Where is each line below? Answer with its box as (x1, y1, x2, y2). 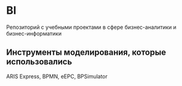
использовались (6, 57, 72, 67)
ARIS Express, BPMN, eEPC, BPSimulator (6, 73, 108, 80)
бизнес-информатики (6, 29, 62, 37)
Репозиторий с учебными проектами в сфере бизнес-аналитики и (6, 23, 177, 31)
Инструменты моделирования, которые (6, 48, 166, 58)
